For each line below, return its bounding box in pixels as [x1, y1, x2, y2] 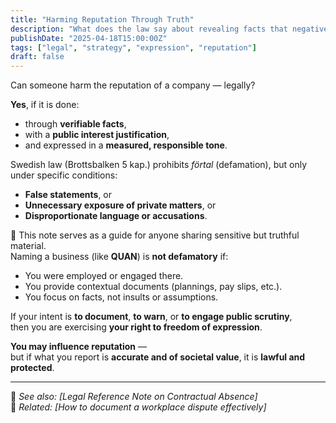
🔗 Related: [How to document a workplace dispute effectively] [10, 401, 267, 413]
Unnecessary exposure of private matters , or [24, 199, 217, 211]
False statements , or [24, 189, 113, 201]
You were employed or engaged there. [24, 270, 184, 282]
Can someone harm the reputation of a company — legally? [10, 79, 256, 91]
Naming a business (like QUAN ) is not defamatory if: [10, 251, 229, 263]
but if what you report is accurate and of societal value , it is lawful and [10, 351, 306, 363]
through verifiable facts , [24, 118, 127, 130]
